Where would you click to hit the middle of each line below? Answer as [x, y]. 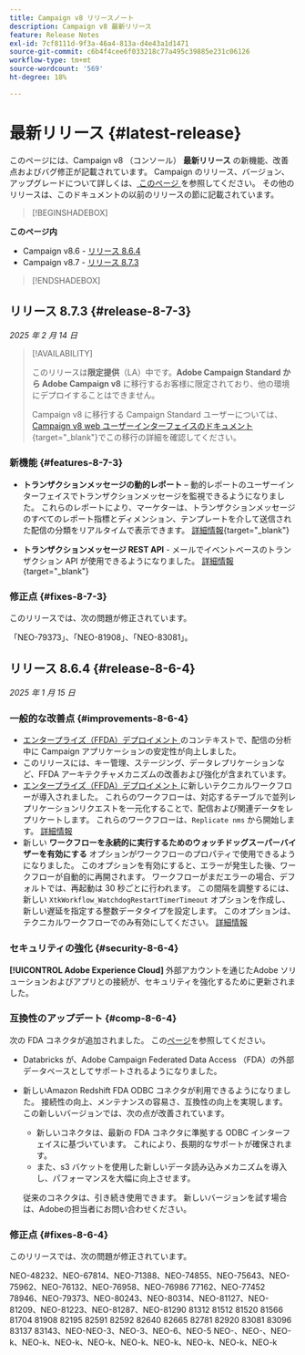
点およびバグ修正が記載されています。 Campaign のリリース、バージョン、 [149, 171]
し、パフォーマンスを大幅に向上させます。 [116, 1178]
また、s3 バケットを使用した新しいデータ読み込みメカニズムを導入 [162, 1166]
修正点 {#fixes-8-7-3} [58, 596]
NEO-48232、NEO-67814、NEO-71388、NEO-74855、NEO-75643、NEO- [150, 1276]
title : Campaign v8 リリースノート [72, 18]
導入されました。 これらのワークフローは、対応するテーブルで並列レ [167, 797]
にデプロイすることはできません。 [96, 395]
